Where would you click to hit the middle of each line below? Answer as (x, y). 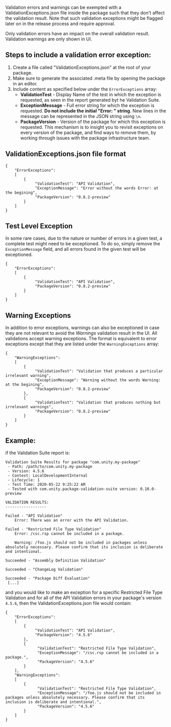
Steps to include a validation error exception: (78, 55)
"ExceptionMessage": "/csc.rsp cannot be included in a (98, 653)
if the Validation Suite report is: (38, 453)
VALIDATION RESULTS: (27, 503)
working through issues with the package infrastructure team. (85, 138)
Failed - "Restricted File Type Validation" (53, 529)
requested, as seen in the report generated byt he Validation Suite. (90, 100)
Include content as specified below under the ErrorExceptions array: (85, 89)
